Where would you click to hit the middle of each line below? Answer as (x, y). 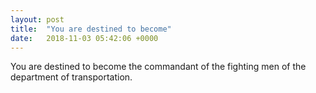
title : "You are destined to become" (91, 29)
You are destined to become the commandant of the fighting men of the (158, 67)
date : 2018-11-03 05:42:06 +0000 (84, 38)
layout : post (37, 19)
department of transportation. (71, 77)
